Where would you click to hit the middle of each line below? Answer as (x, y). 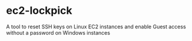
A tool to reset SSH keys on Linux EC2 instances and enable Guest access (96, 27)
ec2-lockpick (39, 11)
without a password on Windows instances (58, 32)
